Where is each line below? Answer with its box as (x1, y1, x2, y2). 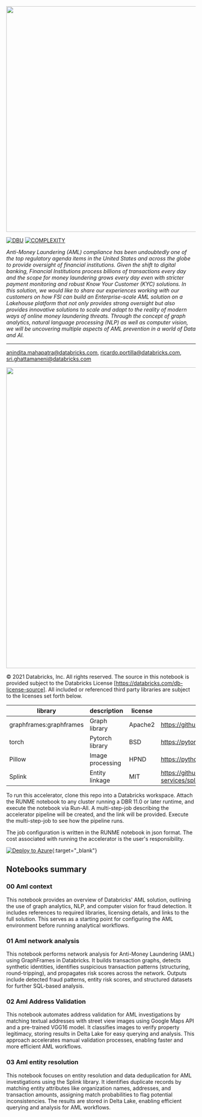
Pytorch (89, 734, 112, 742)
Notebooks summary (6, 864, 87, 874)
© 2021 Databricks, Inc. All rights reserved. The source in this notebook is (6, 673, 189, 680)
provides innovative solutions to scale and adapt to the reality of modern (6, 306, 188, 313)
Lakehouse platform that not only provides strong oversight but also (6, 300, 176, 306)
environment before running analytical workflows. (6, 921, 129, 929)
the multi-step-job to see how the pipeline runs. (6, 817, 124, 824)
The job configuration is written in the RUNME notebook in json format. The (6, 829, 193, 836)
